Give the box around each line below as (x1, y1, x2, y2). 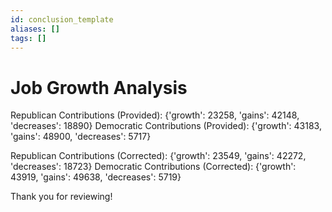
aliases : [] (10, 24, 60, 34)
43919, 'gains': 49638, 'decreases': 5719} (10, 171, 182, 183)
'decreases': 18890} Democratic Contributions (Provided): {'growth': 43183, (10, 120, 322, 132)
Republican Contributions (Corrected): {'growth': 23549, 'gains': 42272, (10, 150, 307, 162)
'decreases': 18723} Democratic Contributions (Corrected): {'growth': (10, 161, 297, 173)
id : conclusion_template (10, 14, 114, 25)
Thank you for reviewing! (10, 191, 113, 203)
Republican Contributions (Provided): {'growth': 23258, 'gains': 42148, (10, 109, 300, 121)
